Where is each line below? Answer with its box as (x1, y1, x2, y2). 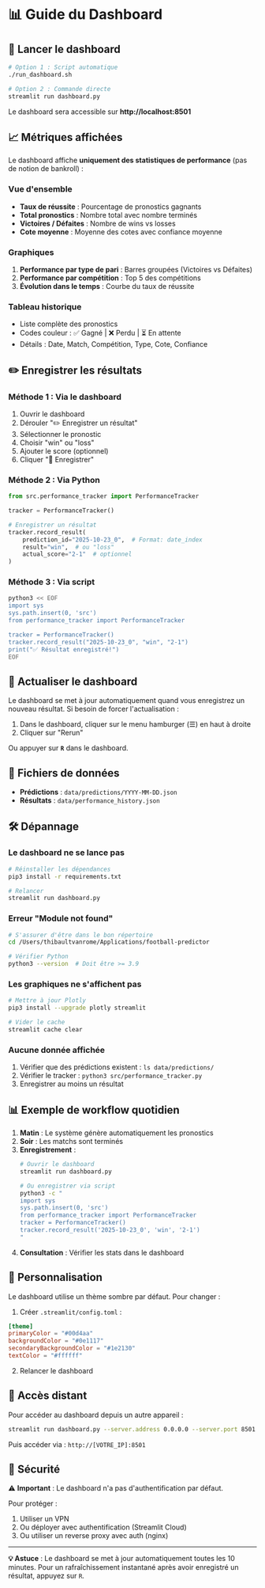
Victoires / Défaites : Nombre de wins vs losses (19, 218, 176, 228)
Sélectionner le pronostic (19, 429, 102, 439)
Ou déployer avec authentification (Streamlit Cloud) (19, 1522, 187, 1532)
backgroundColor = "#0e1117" (8, 1337, 104, 1345)
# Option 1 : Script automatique (8, 63, 118, 71)
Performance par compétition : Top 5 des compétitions (19, 273, 201, 283)
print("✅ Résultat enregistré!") (8, 645, 120, 653)
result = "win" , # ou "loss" (22, 543, 114, 551)
